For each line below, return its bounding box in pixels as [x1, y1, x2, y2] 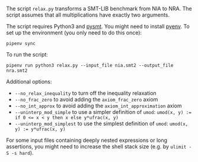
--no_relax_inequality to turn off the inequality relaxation [14, 90, 157, 97]
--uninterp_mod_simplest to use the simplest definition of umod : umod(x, [14, 120, 189, 127]
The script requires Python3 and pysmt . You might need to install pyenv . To [6, 23, 190, 30]
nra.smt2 [6, 68, 28, 74]
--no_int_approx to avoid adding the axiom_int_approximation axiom [14, 102, 182, 109]
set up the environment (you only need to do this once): [6, 29, 142, 36]
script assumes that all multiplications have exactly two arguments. [6, 11, 170, 18]
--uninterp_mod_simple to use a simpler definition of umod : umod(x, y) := [14, 109, 191, 115]
